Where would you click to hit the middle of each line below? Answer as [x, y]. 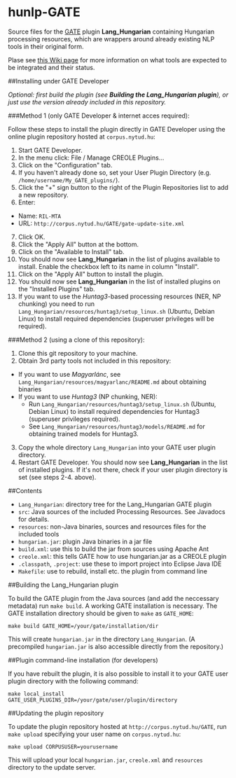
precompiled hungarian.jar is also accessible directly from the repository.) [116, 646]
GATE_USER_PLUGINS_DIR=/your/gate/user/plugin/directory [93, 700]
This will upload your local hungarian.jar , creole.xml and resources [106, 760]
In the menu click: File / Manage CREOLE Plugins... [91, 158]
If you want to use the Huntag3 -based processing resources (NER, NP [119, 296]
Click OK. [32, 237]
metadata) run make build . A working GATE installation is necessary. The [113, 606]
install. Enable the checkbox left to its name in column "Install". [109, 266]
